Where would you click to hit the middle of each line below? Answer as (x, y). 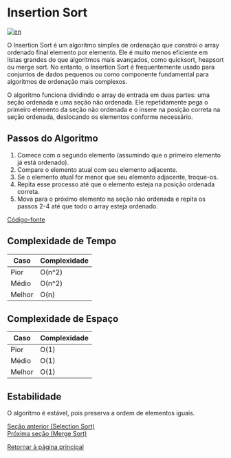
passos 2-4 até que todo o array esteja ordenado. (87, 206)
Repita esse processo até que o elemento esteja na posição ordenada (116, 184)
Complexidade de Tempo (62, 241)
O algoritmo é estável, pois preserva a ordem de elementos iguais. (101, 413)
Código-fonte (26, 219)
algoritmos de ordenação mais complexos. (67, 81)
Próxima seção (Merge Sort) (47, 434)
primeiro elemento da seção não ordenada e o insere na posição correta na (114, 109)
